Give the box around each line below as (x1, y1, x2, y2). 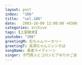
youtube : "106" (5, 35, 36, 40)
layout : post (5, 7, 32, 12)
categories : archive (5, 25, 47, 30)
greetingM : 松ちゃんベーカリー (5, 39, 62, 44)
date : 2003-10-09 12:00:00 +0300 (5, 21, 78, 26)
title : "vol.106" (5, 16, 42, 21)
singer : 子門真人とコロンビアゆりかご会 (5, 52, 77, 58)
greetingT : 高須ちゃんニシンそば (5, 43, 66, 48)
